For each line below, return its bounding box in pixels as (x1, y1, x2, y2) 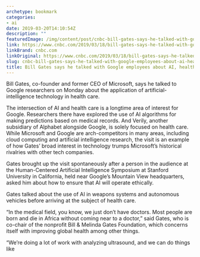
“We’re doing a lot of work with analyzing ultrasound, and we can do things (6, 239, 190, 246)
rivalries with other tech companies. (6, 149, 94, 156)
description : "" (6, 31, 46, 37)
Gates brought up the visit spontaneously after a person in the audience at (6, 160, 189, 167)
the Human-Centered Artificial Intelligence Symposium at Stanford (6, 167, 168, 174)
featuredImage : (6, 36, 44, 42)
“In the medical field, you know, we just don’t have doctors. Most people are (6, 209, 192, 216)
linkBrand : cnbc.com (6, 48, 58, 54)
